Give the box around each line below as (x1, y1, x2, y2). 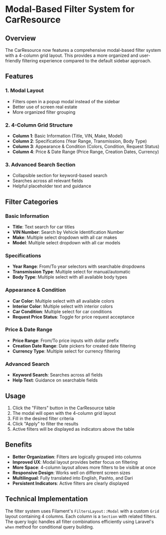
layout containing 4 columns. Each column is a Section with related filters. (5, 513, 157, 519)
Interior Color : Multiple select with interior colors (12, 303, 113, 309)
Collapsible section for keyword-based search (12, 173, 108, 178)
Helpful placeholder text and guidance (12, 183, 91, 189)
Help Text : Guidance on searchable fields (12, 377, 98, 383)
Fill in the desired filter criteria (12, 415, 74, 421)
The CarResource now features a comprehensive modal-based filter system (5, 47, 161, 53)
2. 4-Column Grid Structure (5, 121, 73, 128)
